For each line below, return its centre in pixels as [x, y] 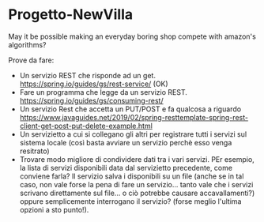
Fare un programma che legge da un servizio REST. [104, 92]
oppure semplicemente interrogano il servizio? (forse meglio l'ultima [130, 201]
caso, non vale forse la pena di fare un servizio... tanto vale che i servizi [136, 184]
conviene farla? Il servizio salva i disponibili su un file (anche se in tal [132, 176]
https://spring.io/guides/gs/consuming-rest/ [91, 100]
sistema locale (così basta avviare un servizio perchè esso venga [126, 142]
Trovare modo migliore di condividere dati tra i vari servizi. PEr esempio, [137, 159]
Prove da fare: [31, 60]
